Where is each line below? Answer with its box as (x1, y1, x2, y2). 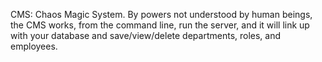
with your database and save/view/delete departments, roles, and (10, 30, 282, 41)
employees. (10, 40, 58, 52)
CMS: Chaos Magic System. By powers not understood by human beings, (10, 9, 313, 20)
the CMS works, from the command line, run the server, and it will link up (10, 19, 310, 31)
